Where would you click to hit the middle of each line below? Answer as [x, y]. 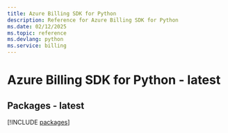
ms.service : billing [37, 46]
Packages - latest [46, 106]
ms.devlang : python [35, 39]
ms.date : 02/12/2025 [37, 26]
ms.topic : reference [37, 33]
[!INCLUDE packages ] [39, 122]
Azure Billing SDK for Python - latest [114, 80]
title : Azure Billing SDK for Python [62, 14]
